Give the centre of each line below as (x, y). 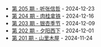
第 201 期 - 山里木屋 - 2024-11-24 (52, 38)
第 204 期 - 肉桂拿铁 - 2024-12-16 (53, 16)
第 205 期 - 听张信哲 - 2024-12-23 (53, 9)
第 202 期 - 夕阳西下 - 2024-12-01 (53, 31)
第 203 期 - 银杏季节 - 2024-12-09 (53, 23)
